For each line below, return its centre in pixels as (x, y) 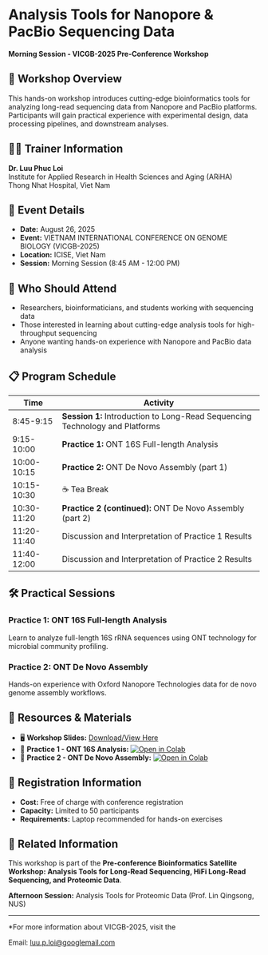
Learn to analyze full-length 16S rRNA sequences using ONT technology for (132, 638)
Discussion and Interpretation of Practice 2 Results (157, 559)
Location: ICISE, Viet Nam (63, 255)
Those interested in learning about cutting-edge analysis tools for (128, 324)
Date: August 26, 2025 (57, 229)
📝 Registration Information (75, 783)
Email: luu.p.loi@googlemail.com (62, 943)
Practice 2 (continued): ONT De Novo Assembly (153, 508)
